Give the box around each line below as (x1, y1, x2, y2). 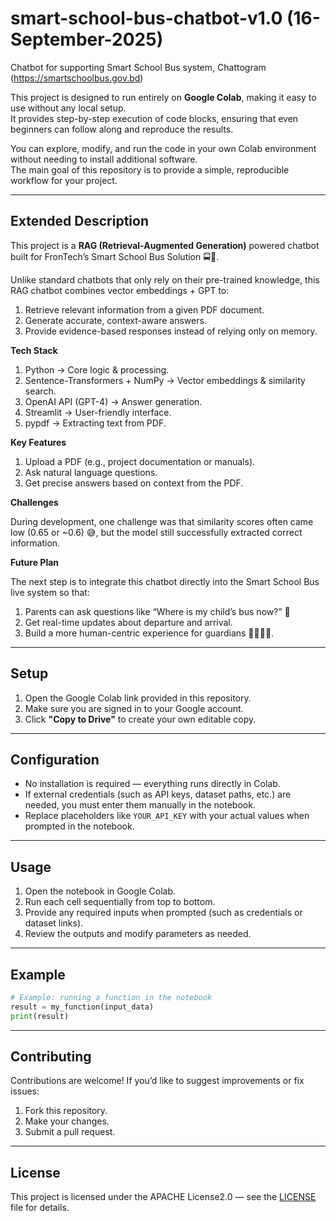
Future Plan (10, 556, 60, 568)
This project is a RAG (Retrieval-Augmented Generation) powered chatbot (10, 239, 320, 251)
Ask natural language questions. (24, 466, 158, 478)
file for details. (10, 1202, 70, 1214)
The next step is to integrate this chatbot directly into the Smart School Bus (10, 575, 320, 587)
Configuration (10, 751, 100, 768)
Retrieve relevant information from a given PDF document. (24, 303, 265, 316)
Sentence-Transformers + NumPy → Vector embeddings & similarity (24, 374, 306, 386)
